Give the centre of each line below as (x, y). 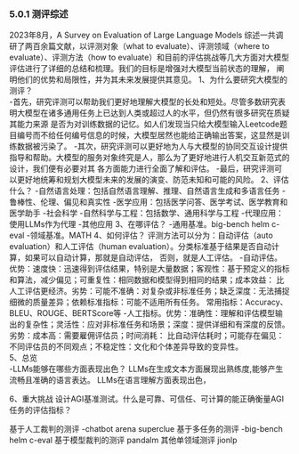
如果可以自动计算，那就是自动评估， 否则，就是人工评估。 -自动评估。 (154, 258)
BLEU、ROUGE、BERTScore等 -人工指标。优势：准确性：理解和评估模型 (142, 313)
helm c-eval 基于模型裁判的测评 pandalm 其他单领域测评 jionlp (123, 440)
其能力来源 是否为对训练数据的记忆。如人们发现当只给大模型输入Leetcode (145, 124)
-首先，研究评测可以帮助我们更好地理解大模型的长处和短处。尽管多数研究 (144, 102)
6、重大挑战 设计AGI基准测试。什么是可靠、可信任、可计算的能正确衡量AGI (147, 399)
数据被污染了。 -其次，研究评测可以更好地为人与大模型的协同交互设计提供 (152, 146)
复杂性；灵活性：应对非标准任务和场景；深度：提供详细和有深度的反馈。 (157, 324)
